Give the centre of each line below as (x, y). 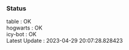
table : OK (19, 22)
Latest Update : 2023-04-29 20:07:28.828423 (65, 41)
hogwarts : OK (24, 28)
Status (16, 8)
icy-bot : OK (21, 34)
